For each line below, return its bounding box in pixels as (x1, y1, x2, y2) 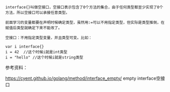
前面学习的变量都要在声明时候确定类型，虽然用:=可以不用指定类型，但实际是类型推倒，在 (5, 20, 165, 25)
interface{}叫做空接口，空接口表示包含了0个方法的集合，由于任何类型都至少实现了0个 (5, 5, 163, 10)
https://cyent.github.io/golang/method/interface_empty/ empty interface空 (5, 75, 161, 81)
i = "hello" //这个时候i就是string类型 (5, 55, 84, 60)
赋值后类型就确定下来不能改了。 (5, 25, 62, 30)
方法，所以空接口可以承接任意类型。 (5, 10, 70, 15)
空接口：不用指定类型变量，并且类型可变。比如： (5, 35, 92, 40)
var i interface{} (5, 44, 44, 49)
